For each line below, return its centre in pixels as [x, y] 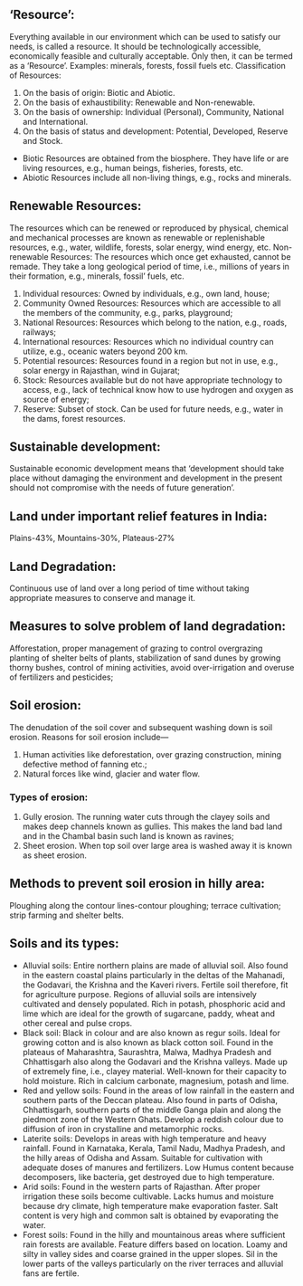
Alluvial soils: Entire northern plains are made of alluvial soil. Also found [155, 965]
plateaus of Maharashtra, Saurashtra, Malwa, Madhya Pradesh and [147, 1052]
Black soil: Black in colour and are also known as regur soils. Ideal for [151, 1033]
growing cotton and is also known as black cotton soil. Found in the [148, 1042]
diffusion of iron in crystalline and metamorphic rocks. [123, 1129]
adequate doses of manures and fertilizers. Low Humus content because [158, 1167]
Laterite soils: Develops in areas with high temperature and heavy [144, 1138]
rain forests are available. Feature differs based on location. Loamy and [155, 1244]
